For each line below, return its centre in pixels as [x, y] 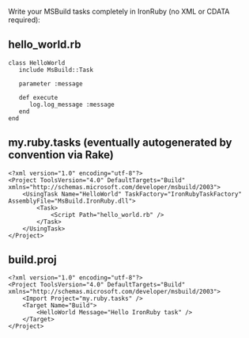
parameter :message [51, 84]
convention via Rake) [61, 155]
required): [25, 20]
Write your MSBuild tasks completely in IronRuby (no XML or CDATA [119, 11]
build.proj [32, 260]
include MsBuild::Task [56, 70]
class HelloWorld [37, 63]
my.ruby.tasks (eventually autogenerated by [120, 143]
